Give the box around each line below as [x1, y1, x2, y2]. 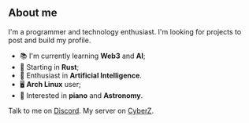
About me [8, 6, 58, 20]
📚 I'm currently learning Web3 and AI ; [19, 51, 146, 60]
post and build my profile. [8, 35, 91, 45]
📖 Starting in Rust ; [19, 62, 80, 71]
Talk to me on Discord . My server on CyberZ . [8, 106, 154, 115]
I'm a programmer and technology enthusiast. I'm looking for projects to [8, 27, 242, 36]
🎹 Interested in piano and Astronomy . [19, 90, 143, 100]
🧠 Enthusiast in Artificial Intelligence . [19, 71, 142, 80]
